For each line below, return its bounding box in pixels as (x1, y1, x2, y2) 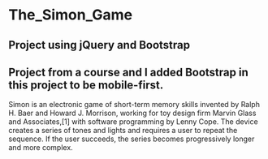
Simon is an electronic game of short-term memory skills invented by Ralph (8, 100, 260, 110)
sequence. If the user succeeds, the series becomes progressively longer (8, 134, 255, 144)
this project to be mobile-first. (8, 78, 164, 92)
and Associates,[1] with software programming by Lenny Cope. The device (8, 117, 258, 127)
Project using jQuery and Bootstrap (8, 38, 191, 52)
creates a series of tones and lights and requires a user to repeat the (8, 126, 238, 135)
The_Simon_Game (8, 6, 132, 24)
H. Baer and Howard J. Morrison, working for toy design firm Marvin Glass (8, 108, 257, 118)
